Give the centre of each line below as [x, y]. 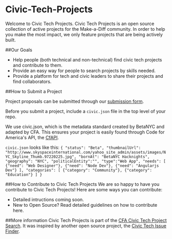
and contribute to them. [37, 65]
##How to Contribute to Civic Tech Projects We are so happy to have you [82, 184]
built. [11, 40]
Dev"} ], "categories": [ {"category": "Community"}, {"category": [79, 170]
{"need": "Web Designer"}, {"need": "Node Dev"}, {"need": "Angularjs [82, 166]
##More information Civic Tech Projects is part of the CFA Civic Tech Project [86, 220]
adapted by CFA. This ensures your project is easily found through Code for [85, 132]
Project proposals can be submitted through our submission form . [75, 101]
